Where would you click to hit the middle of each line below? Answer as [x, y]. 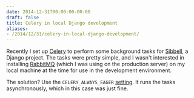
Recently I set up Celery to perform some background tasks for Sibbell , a [97, 51]
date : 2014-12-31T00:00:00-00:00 [48, 12]
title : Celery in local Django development [62, 23]
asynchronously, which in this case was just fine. [67, 88]
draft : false [23, 17]
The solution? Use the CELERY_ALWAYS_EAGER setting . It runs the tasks [91, 82]
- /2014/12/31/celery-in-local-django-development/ [73, 34]
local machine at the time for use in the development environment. [89, 70]
